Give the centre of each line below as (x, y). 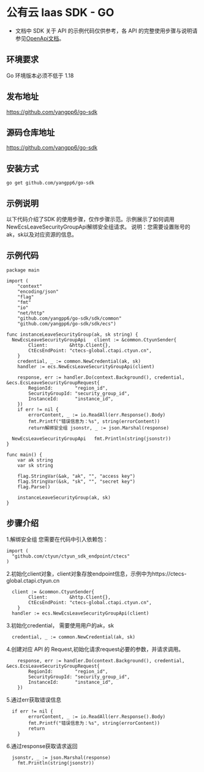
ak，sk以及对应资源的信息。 (42, 234)
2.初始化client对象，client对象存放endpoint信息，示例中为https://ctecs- (96, 573)
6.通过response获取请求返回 (42, 746)
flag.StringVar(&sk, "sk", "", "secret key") (77, 482)
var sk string (35, 465)
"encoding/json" (38, 292)
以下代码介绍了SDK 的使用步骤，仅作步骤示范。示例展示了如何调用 (90, 219)
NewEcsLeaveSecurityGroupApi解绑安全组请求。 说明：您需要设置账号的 (99, 227)
